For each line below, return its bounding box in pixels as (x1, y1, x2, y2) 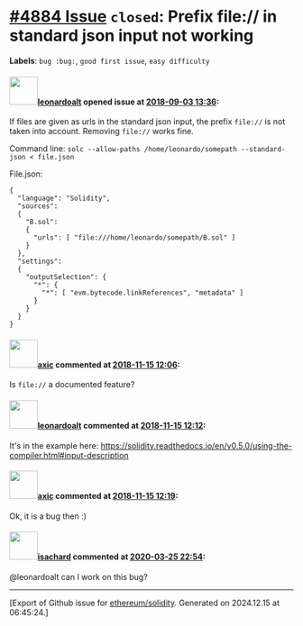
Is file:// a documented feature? (9, 379, 135, 390)
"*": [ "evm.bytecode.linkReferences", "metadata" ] (41, 288, 244, 298)
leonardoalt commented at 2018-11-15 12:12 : (37, 420, 207, 431)
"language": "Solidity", (17, 194, 111, 204)
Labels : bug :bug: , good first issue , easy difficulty (9, 55, 210, 66)
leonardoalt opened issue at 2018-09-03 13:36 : (37, 96, 219, 107)
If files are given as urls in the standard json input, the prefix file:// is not (9, 116, 286, 127)
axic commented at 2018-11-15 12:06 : (37, 358, 180, 370)
